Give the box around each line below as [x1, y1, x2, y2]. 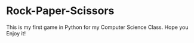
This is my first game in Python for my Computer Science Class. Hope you [6, 24, 189, 31]
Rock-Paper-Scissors [6, 4, 115, 18]
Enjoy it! [6, 29, 26, 37]
